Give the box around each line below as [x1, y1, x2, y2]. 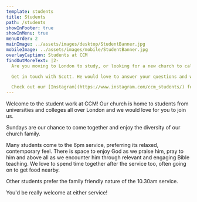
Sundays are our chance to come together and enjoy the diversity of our [6, 124, 181, 131]
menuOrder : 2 [6, 36, 38, 42]
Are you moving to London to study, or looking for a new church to [11, 63, 182, 69]
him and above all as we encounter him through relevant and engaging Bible [6, 154, 190, 161]
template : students [6, 8, 54, 15]
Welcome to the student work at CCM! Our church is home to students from [6, 100, 189, 107]
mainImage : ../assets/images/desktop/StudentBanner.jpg [6, 42, 145, 47]
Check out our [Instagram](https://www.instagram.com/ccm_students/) [11, 84, 185, 90]
